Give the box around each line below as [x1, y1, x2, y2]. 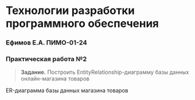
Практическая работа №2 [6, 55, 87, 63]
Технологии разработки [6, 4, 135, 18]
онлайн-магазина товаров [20, 75, 90, 82]
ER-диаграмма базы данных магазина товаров [6, 87, 129, 95]
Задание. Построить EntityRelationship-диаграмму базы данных [20, 68, 189, 76]
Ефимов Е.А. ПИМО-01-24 [6, 38, 87, 47]
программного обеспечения [6, 16, 160, 30]
